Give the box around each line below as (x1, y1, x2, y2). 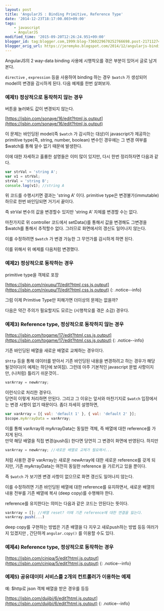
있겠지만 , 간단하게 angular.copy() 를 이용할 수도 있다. (10, 530, 115, 536)
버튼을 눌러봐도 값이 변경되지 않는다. (5, 106, 74, 112)
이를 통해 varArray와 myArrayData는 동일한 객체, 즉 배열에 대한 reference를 (5, 425, 151, 431)
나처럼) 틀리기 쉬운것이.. (13, 370, 59, 376)
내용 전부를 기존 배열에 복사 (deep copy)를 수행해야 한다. (5, 490, 114, 496)
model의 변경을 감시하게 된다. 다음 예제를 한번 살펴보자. (5, 80, 111, 86)
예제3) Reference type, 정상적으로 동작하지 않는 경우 (5, 321, 124, 328)
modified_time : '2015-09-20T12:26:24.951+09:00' (5, 35, 106, 40)
